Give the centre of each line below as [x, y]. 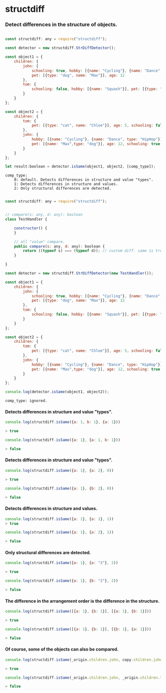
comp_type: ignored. [26, 401]
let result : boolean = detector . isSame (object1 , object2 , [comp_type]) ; [80, 166]
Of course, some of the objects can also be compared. [62, 649]
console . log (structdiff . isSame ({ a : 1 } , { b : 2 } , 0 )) [60, 488]
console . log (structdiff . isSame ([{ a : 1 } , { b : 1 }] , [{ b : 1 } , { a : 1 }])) [78, 629]
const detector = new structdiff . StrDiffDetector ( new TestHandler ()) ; [79, 273]
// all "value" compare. [40, 242]
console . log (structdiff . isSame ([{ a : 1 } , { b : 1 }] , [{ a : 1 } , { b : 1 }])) [78, 611]
